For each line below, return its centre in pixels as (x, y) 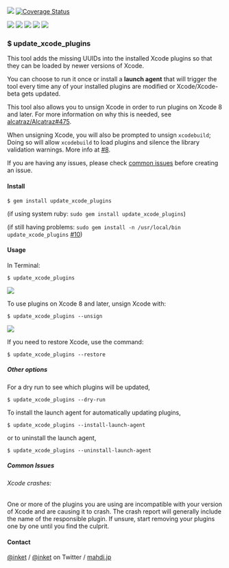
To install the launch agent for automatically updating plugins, (94, 412)
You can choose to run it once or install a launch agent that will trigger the (112, 79)
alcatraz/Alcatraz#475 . (39, 122)
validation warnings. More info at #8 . (59, 150)
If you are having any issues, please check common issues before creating (112, 163)
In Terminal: (24, 265)
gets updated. (41, 94)
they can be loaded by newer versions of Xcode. (75, 66)
